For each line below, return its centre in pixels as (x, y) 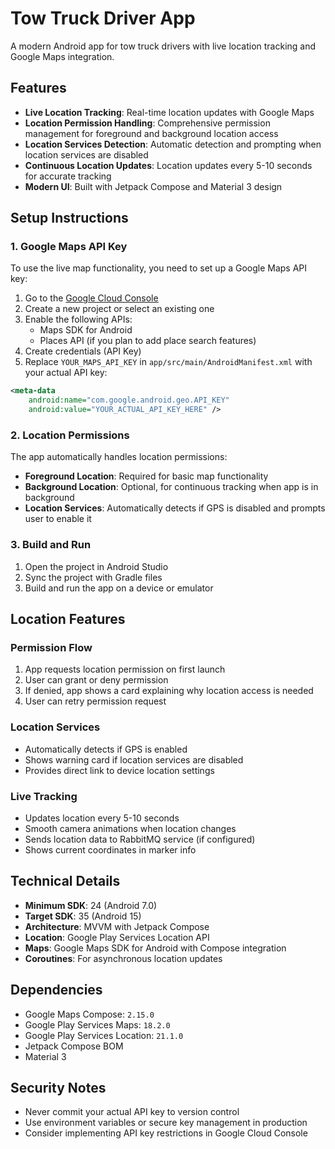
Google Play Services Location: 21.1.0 (104, 1035)
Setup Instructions (69, 218)
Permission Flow (51, 647)
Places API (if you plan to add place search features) (148, 341)
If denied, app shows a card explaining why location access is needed (169, 691)
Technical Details (65, 881)
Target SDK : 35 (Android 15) (83, 916)
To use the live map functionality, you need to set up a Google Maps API (159, 268)
